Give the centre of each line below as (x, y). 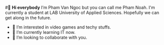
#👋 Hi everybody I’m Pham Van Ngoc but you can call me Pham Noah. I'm (80, 7)
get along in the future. (28, 18)
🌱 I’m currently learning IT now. (44, 32)
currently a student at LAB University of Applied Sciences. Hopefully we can (82, 13)
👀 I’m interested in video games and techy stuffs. (62, 27)
